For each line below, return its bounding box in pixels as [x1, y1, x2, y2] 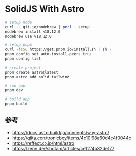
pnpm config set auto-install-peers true [5, 52, 92, 57]
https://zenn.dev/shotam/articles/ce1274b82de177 [12, 145, 115, 151]
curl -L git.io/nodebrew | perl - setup [5, 24, 90, 29]
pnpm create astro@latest [5, 70, 58, 75]
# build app [5, 97, 30, 102]
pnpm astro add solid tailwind [5, 74, 70, 79]
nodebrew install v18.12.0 [5, 29, 61, 34]
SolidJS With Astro [5, 3, 85, 15]
